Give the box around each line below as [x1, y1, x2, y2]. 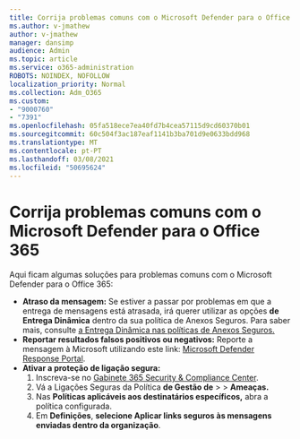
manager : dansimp [9, 38, 74, 47]
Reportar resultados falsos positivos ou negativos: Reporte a [21, 334, 253, 345]
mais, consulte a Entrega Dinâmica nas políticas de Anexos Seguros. [21, 324, 275, 336]
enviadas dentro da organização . [35, 420, 161, 431]
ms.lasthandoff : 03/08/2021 [9, 154, 115, 164]
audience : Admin [9, 47, 70, 56]
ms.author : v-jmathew [9, 22, 90, 30]
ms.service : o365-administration [9, 64, 134, 73]
